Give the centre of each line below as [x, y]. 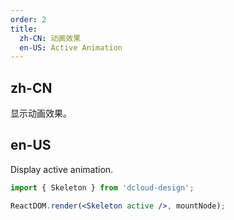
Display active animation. [62, 169]
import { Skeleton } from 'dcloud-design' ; [102, 187]
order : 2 [28, 19]
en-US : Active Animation [71, 47]
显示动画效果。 [41, 113]
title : [24, 29]
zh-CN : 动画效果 [50, 38]
